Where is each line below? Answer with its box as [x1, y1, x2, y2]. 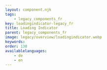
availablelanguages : [5, 48, 48, 53]
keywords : [5, 39, 26, 44]
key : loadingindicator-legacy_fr [5, 21, 74, 26]
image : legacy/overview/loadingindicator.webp [5, 35, 102, 40]
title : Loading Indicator [5, 26, 58, 31]
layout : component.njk [5, 7, 52, 12]
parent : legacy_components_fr [5, 30, 67, 35]
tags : [5, 12, 16, 17]
